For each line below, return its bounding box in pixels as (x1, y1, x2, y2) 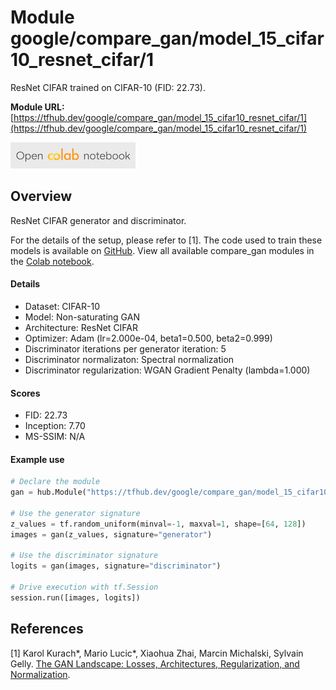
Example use (10, 453, 65, 465)
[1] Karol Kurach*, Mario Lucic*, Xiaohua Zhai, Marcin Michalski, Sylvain (10, 647, 304, 659)
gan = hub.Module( (10, 487, 87, 498)
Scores (10, 387, 41, 399)
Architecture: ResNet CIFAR (24, 321, 139, 333)
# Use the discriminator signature (10, 551, 159, 561)
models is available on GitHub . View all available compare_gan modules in (10, 244, 315, 256)
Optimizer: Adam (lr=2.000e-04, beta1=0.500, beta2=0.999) (24, 332, 273, 344)
